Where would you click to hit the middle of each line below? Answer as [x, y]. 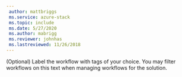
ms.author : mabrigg [33, 34]
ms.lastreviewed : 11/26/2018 [45, 45]
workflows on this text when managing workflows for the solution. [87, 68]
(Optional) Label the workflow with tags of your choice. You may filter [91, 61]
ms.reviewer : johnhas [35, 39]
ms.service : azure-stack [39, 17]
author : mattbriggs [33, 12]
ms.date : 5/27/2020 [33, 28]
